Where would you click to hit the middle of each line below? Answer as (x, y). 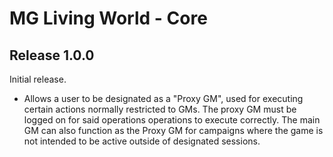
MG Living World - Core (108, 18)
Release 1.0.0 (52, 55)
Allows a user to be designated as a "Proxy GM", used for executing (163, 98)
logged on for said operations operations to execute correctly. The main (172, 120)
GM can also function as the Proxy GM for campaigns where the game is (173, 130)
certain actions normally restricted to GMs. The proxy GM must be (160, 109)
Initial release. (38, 79)
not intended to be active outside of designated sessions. (142, 141)
